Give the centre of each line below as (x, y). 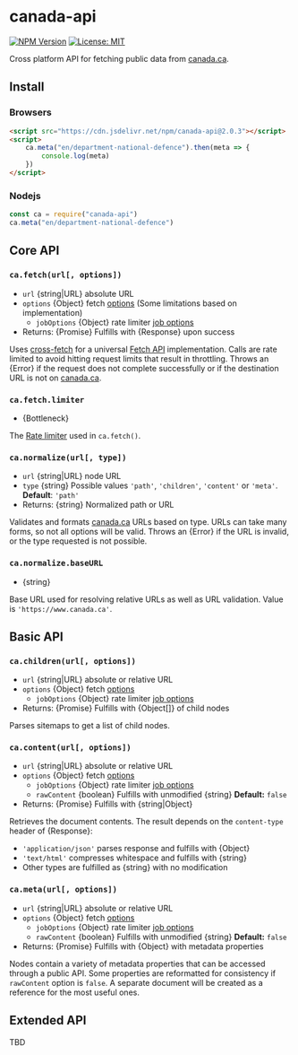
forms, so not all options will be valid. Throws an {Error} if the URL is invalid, (149, 532)
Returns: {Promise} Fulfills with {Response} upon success (128, 331)
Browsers (30, 112)
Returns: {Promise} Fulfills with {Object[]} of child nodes (126, 708)
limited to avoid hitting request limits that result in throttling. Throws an (139, 358)
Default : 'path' (51, 495)
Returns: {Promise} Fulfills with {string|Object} (107, 804)
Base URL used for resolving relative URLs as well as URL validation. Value (146, 599)
